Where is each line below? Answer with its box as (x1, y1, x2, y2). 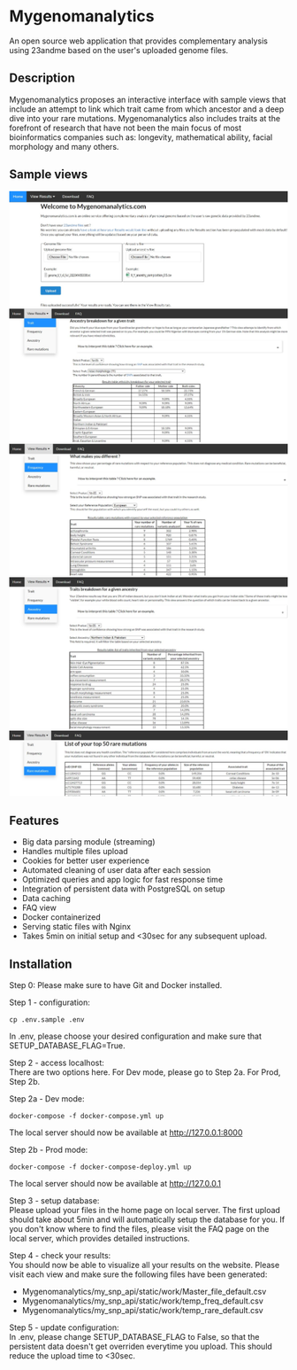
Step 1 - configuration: (9, 997, 91, 1008)
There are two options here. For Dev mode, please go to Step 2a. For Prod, (9, 1067, 281, 1078)
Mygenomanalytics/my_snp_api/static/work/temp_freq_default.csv (21, 1296, 263, 1306)
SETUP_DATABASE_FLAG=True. (9, 1040, 126, 1051)
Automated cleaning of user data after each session (21, 865, 211, 876)
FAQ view (21, 902, 57, 914)
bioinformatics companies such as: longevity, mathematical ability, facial (9, 131, 273, 143)
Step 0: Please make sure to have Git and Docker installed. (9, 980, 223, 991)
